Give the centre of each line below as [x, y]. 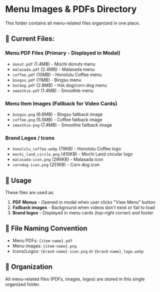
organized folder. [23, 284]
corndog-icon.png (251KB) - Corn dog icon [56, 165]
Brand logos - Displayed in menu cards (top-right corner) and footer [83, 213]
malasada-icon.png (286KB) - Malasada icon [58, 159]
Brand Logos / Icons [30, 137]
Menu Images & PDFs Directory [71, 9]
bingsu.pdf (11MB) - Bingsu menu [47, 80]
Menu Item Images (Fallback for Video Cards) [61, 103]
